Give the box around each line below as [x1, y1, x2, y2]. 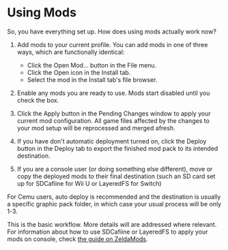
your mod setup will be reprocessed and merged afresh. [16, 124, 175, 132]
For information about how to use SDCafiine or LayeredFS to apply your [7, 227, 208, 236]
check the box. [16, 96, 59, 104]
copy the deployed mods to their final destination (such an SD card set [16, 172, 216, 180]
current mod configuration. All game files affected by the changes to [16, 116, 210, 124]
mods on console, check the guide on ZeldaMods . [7, 234, 148, 243]
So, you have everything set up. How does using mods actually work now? [7, 27, 217, 36]
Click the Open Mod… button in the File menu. [27, 61, 157, 69]
